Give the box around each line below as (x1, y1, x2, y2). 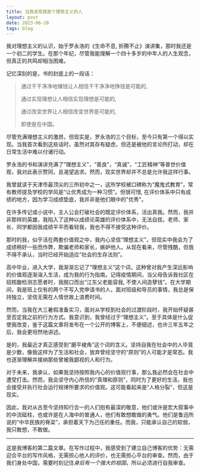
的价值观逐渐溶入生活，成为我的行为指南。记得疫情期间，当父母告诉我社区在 (6, 271, 194, 278)
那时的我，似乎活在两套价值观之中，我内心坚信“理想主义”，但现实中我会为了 (6, 236, 193, 243)
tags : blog (6, 25, 33, 32)
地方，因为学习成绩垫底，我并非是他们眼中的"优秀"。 (16, 196, 147, 203)
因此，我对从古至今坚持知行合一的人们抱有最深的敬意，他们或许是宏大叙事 (6, 403, 189, 411)
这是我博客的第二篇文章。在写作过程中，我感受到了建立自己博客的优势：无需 (6, 445, 194, 452)
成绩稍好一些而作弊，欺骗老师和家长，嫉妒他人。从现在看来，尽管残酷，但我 (6, 244, 194, 251)
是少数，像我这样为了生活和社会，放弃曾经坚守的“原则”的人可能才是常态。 (6, 349, 189, 356)
